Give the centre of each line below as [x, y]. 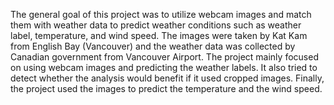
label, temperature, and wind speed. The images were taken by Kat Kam [159, 35]
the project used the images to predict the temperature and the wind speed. [166, 88]
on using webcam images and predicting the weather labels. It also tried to [164, 67]
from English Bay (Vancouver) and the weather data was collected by [153, 46]
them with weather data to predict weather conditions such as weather [156, 25]
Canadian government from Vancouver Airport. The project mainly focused [164, 57]
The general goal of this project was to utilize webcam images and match [161, 14]
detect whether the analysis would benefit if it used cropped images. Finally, [167, 78]
